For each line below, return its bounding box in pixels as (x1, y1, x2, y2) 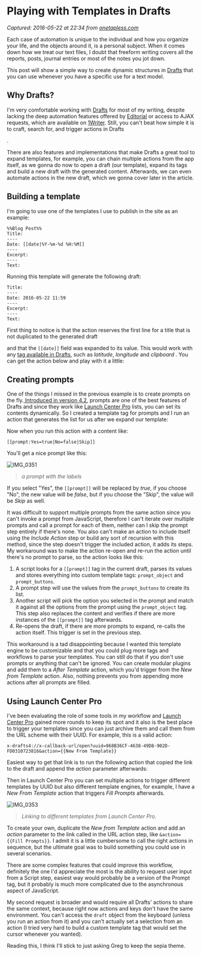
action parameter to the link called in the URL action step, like (7, 831, 159, 838)
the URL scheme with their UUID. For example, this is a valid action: (7, 731, 173, 739)
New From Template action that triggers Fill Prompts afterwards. (7, 789, 165, 797)
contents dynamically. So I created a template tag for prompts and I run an (7, 409, 190, 417)
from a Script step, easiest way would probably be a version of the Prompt (7, 875, 190, 882)
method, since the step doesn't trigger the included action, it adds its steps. (7, 541, 193, 548)
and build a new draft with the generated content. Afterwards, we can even (7, 167, 192, 175)
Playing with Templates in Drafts (7, 4, 171, 18)
